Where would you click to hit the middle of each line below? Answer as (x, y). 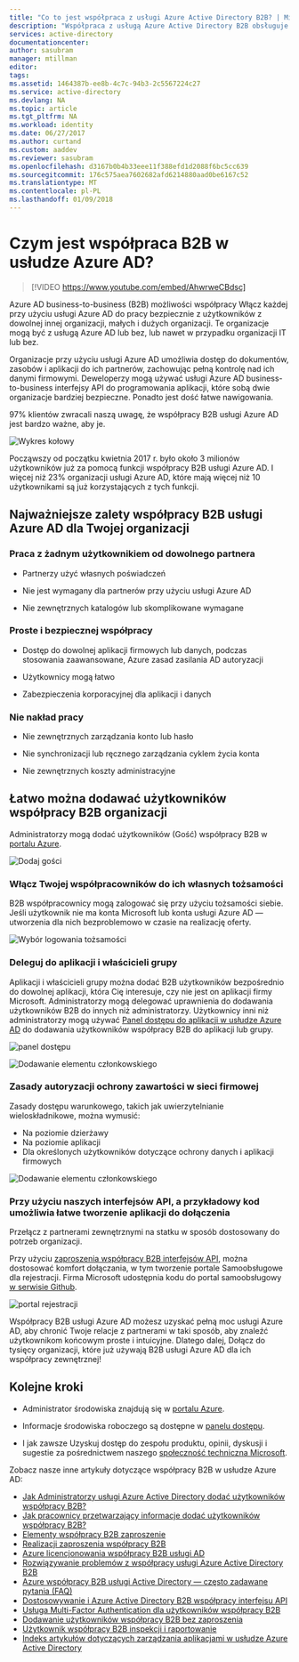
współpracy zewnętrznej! (56, 1359)
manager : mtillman (43, 59)
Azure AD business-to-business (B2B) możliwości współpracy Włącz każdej (149, 304)
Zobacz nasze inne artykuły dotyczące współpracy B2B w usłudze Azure (143, 1470)
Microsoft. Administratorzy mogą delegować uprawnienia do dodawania (141, 1001)
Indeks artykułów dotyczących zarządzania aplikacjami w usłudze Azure (155, 1638)
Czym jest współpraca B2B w (119, 243)
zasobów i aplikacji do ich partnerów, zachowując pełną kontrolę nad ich (142, 368)
